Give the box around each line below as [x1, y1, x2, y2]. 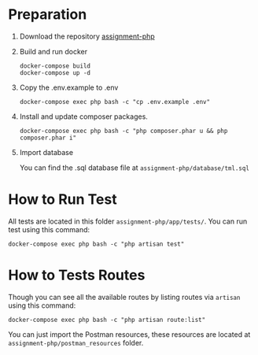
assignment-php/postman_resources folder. [8, 338, 144, 347]
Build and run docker [19, 46, 88, 56]
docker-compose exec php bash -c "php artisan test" [8, 240, 185, 248]
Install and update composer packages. [19, 112, 148, 121]
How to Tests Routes [8, 266, 146, 284]
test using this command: [8, 224, 90, 234]
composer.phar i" [19, 134, 77, 142]
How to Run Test [8, 190, 117, 209]
